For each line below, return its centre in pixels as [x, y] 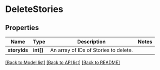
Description [92, 42]
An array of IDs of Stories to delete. [91, 50]
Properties [22, 28]
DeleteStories [34, 9]
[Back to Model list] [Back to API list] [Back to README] [63, 62]
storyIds [18, 50]
